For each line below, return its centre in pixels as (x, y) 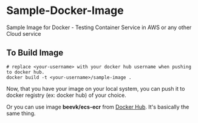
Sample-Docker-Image (65, 11)
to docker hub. (26, 72)
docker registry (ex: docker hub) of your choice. (66, 95)
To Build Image (35, 53)
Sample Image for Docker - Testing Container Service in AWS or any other (99, 27)
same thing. (21, 113)
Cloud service (24, 33)
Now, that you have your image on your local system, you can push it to (96, 88)
